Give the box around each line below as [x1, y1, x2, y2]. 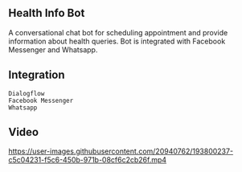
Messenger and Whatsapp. [8, 44, 98, 55]
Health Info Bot [8, 6, 85, 20]
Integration [8, 68, 66, 82]
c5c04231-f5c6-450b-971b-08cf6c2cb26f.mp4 [8, 155, 167, 165]
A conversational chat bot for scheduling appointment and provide [8, 27, 228, 37]
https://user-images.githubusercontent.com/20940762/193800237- [8, 146, 234, 156]
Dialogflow [8, 89, 45, 97]
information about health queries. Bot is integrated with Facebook [8, 36, 226, 46]
